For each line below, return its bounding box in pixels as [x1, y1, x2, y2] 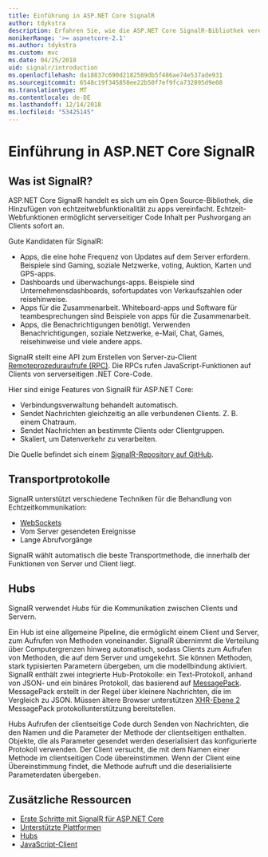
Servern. [8, 612, 37, 621]
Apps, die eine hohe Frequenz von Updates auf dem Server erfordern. [19, 252, 250, 261]
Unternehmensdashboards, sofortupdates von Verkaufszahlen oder [19, 286, 242, 296]
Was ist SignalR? [8, 174, 93, 188]
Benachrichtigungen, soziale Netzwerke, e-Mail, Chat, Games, [19, 328, 225, 338]
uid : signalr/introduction [8, 64, 98, 72]
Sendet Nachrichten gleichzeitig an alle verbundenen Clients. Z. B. [19, 409, 238, 418]
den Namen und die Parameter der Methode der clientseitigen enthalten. [8, 728, 247, 737]
